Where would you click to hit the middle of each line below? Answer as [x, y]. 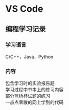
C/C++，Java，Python [29, 57]
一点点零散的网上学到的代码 [34, 102]
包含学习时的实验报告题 [30, 83]
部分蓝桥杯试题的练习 [28, 96]
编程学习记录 [26, 29]
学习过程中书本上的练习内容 [34, 90]
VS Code [24, 9]
